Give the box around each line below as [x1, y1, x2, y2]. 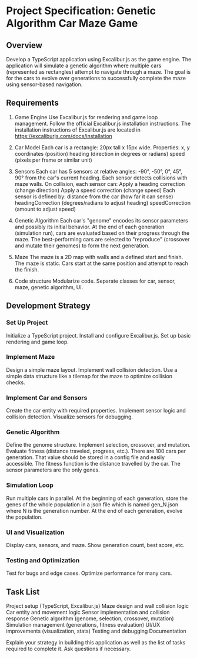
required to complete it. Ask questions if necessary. [6, 645, 131, 653]
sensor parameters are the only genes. [6, 466, 100, 473]
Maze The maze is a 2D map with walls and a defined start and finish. [14, 253, 183, 260]
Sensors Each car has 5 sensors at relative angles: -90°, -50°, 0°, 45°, [14, 168, 182, 175]
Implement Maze [6, 353, 55, 361]
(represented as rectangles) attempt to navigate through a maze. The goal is [6, 68, 191, 75]
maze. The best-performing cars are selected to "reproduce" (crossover [14, 235, 190, 243]
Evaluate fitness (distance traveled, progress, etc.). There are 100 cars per [6, 447, 186, 455]
